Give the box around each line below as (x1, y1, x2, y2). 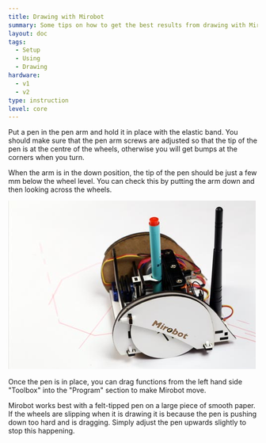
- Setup (15, 46, 41, 55)
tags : (8, 38, 26, 46)
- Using (15, 55, 41, 63)
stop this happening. (8, 426, 75, 436)
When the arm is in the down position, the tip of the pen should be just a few (8, 168, 257, 178)
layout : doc (8, 29, 47, 37)
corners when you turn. (8, 153, 85, 162)
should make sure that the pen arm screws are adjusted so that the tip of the (8, 136, 257, 146)
